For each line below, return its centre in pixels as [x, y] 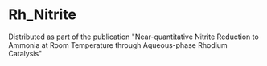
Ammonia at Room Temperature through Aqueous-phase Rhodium [118, 45]
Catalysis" [25, 53]
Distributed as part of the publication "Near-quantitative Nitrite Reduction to [133, 37]
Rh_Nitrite [43, 15]
